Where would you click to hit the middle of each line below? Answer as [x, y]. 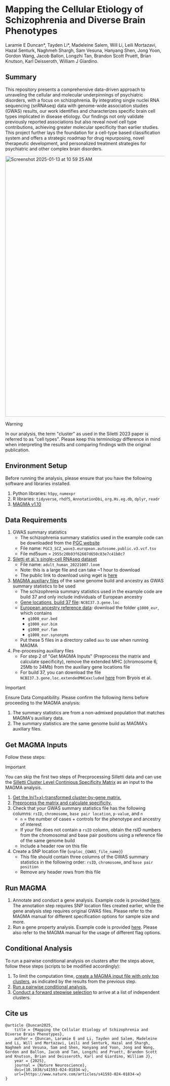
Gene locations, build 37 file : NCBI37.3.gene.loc [70, 602]
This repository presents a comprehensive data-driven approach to [75, 89]
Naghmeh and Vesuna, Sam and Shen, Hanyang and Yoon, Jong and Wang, [80, 1047]
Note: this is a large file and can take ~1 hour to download [80, 570]
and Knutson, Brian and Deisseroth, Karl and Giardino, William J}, [79, 1056]
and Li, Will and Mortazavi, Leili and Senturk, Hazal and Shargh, [78, 1043]
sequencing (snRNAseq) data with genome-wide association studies [77, 106]
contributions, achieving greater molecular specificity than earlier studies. [82, 127]
